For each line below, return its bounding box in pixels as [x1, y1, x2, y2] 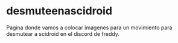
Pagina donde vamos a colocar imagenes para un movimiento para [6, 24, 173, 31]
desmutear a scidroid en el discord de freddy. [6, 30, 119, 37]
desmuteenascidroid [6, 4, 113, 18]
